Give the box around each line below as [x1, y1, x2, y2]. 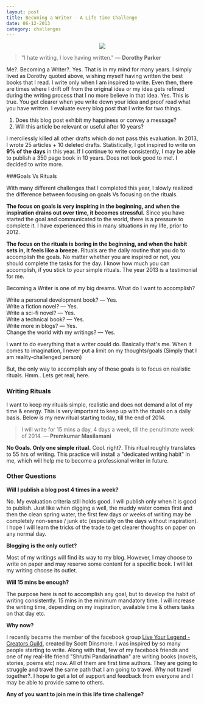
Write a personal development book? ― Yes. [6, 296, 118, 304]
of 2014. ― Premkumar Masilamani [21, 432, 111, 439]
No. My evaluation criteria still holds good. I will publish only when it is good [6, 497, 197, 505]
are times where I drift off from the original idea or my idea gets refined [6, 85, 185, 93]
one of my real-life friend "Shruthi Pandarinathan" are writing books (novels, [6, 653, 198, 660]
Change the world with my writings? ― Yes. [6, 329, 116, 336]
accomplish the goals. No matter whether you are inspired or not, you [6, 254, 181, 261]
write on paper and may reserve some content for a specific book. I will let [6, 560, 193, 567]
